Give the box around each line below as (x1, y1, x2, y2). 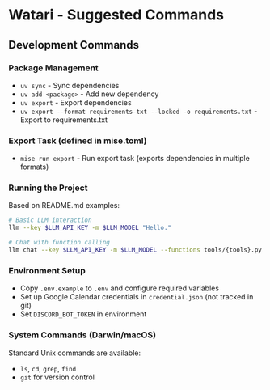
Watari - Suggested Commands (8, 6, 225, 24)
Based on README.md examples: (8, 201, 120, 210)
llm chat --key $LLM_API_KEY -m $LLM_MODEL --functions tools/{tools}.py (8, 246, 263, 254)
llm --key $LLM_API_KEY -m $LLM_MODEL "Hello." (8, 224, 172, 232)
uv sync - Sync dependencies (19, 80, 120, 90)
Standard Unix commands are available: (8, 348, 141, 358)
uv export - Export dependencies (19, 97, 132, 107)
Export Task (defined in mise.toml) (8, 135, 147, 146)
